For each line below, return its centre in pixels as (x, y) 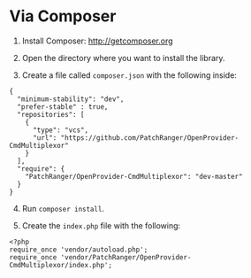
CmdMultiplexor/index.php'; (61, 265)
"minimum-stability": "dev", (71, 99)
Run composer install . (63, 208)
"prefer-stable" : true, (63, 107)
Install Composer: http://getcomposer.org (98, 41)
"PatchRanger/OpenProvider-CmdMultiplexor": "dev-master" (134, 176)
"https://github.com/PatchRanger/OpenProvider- (150, 138)
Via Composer (63, 16)
